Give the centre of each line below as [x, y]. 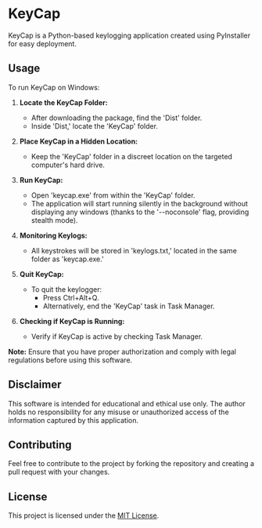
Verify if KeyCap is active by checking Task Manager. [117, 336]
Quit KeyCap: [41, 274]
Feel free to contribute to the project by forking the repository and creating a [131, 464]
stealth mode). [54, 220]
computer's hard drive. [68, 165]
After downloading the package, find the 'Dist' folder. [117, 118]
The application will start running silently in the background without [140, 203]
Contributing [40, 444]
